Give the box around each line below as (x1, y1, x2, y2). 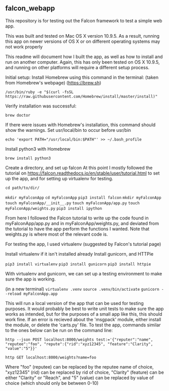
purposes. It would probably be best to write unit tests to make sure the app (5, 305, 164, 312)
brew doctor (5, 113, 30, 118)
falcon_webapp (5, 4, 55, 13)
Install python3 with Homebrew (5, 146, 71, 152)
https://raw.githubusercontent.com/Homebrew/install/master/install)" (5, 94, 158, 99)
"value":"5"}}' (5, 346, 38, 351)
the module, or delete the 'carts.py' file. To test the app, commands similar (5, 322, 161, 328)
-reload (5, 291, 22, 296)
